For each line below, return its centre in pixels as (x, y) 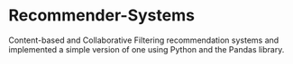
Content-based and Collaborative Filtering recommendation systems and (144, 40)
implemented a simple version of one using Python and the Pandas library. (146, 49)
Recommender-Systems (102, 16)
